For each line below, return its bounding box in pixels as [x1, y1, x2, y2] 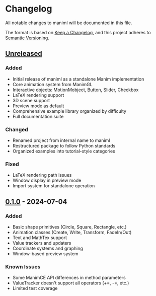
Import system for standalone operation [12, 183, 95, 189]
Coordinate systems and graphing [12, 245, 83, 251]
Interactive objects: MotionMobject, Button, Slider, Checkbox [12, 87, 139, 93]
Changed [5, 126, 29, 133]
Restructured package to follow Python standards [12, 142, 116, 149]
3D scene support [12, 97, 50, 103]
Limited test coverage [12, 285, 58, 291]
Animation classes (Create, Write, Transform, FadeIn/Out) [12, 229, 132, 235]
